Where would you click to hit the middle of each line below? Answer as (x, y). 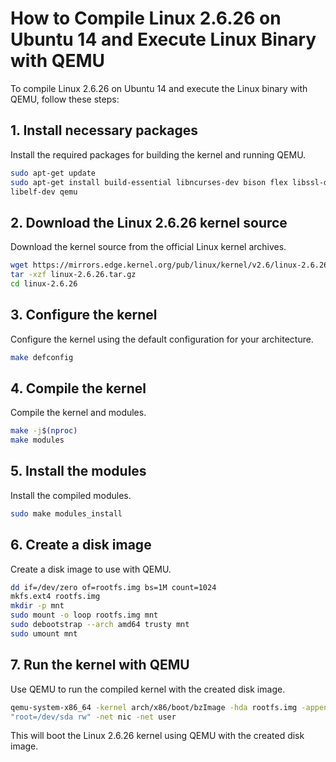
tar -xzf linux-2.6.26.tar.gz (73, 275)
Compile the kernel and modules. (78, 413)
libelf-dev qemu (44, 192)
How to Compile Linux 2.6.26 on (146, 18)
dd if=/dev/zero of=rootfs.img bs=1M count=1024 (113, 587)
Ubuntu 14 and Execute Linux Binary (163, 39)
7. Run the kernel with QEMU (100, 665)
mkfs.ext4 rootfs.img (55, 597)
